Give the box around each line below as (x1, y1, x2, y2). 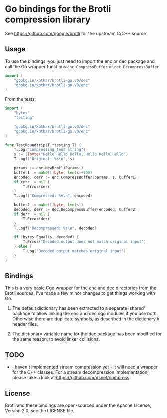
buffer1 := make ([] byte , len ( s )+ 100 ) (14, 170, 93, 175)
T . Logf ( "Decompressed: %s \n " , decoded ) (14, 226, 97, 231)
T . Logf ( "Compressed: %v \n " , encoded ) (14, 193, 93, 198)
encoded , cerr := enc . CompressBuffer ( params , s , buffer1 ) (14, 175, 137, 180)
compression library (5, 14, 91, 25)
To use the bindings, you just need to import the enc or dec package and (5, 58, 155, 64)
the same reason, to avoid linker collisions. (12, 336, 100, 342)
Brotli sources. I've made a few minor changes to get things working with (5, 290, 155, 296)
